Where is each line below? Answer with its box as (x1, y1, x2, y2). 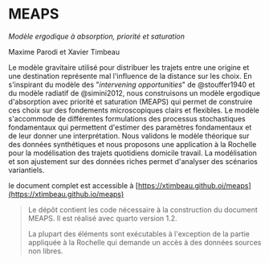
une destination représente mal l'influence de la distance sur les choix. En (8, 71, 253, 80)
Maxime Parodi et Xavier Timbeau (8, 47, 120, 56)
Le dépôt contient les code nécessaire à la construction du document (27, 204, 259, 214)
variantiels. (8, 165, 45, 175)
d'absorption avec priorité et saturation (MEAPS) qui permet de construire (8, 97, 253, 106)
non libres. (27, 246, 63, 256)
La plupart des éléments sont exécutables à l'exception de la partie (27, 228, 251, 238)
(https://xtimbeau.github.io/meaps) (8, 189, 124, 199)
